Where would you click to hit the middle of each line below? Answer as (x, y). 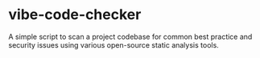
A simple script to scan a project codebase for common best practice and (130, 37)
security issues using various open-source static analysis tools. (113, 44)
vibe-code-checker (75, 15)
